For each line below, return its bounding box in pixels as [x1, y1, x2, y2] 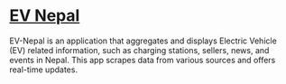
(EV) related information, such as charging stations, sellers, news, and [9, 44, 270, 55]
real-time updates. [9, 64, 78, 75]
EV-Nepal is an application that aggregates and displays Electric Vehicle [9, 35, 277, 46]
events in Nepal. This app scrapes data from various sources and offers [9, 54, 276, 65]
